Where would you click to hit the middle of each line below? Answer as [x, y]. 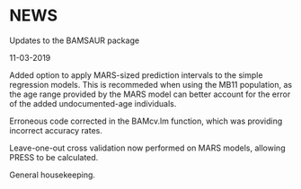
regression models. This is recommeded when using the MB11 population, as [151, 84]
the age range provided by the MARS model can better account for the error [150, 94]
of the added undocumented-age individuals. [93, 103]
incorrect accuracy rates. [56, 130]
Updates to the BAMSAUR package [75, 40]
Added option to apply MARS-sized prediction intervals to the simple [136, 75]
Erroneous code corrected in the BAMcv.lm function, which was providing [146, 121]
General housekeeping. [53, 175]
